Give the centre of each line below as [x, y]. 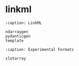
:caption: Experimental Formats [39, 49]
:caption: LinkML [24, 23]
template [15, 41]
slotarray [16, 58]
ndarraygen [17, 31]
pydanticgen [18, 36]
